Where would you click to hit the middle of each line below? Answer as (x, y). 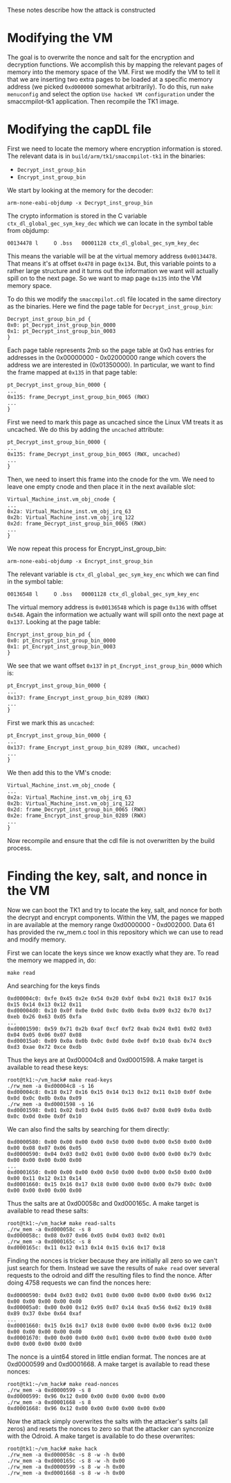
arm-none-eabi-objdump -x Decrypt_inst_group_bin (80, 203)
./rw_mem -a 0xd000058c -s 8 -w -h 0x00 (66, 1455)
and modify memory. (37, 939)
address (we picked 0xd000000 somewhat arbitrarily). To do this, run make (111, 87)
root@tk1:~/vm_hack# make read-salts (62, 1223)
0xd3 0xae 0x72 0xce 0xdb (44, 1047)
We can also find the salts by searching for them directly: (89, 1129)
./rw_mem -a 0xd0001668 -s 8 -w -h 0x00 (66, 1473)
